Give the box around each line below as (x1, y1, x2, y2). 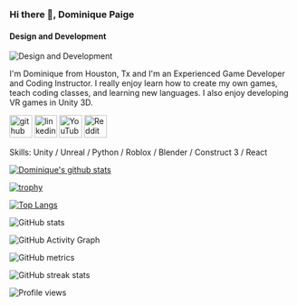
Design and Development (9, 31, 107, 42)
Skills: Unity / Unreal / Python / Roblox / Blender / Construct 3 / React (9, 147, 268, 158)
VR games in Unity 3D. (9, 97, 93, 108)
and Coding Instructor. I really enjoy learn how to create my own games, (9, 78, 278, 89)
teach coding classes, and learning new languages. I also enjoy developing (9, 88, 289, 99)
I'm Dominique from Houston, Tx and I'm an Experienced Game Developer (9, 68, 285, 80)
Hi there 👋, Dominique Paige (9, 8, 135, 21)
